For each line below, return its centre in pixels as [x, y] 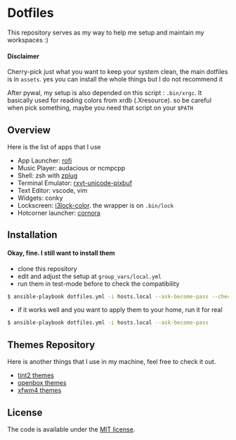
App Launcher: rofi [45, 161]
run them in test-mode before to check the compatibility [98, 284]
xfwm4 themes [39, 390]
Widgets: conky [40, 198]
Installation [32, 235]
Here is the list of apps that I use [54, 146]
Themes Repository [51, 345]
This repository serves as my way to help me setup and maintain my [106, 32]
